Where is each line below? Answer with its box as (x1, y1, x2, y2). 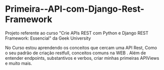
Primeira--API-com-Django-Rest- (5, 3, 144, 15)
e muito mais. (5, 60, 32, 66)
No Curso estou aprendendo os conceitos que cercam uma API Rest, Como (5, 45, 158, 50)
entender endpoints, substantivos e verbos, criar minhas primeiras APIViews (5, 55, 160, 61)
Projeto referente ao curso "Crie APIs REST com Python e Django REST (5, 30, 149, 36)
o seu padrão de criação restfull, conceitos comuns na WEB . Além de (5, 50, 146, 56)
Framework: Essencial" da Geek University (5, 35, 91, 41)
